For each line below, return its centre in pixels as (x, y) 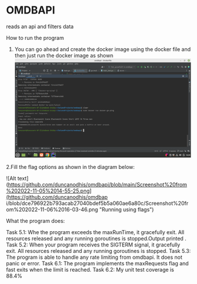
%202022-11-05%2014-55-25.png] (49, 191)
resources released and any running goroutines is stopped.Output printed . (96, 238)
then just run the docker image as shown (64, 55)
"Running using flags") (127, 209)
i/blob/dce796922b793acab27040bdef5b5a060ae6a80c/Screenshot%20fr (97, 203)
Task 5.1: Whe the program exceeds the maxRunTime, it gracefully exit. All (95, 232)
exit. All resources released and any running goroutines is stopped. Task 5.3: (98, 251)
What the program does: (35, 221)
